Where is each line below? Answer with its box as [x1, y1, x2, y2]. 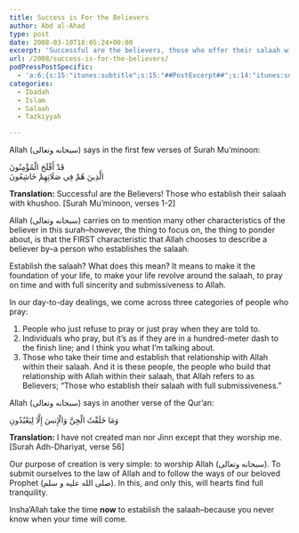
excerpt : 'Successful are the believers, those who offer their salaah [9, 46, 280, 55]
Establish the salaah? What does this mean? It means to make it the [9, 261, 256, 271]
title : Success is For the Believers [9, 12, 149, 22]
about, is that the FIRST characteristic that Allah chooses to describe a [9, 234, 268, 245]
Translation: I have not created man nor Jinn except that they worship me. [9, 432, 282, 443]
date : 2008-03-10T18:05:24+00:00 [9, 37, 133, 47]
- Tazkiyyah [17, 112, 62, 121]
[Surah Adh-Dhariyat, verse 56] [9, 441, 125, 452]
